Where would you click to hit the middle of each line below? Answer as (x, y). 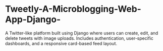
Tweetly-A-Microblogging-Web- (73, 9)
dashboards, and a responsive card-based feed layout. (61, 43)
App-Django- (33, 19)
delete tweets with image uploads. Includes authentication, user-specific (79, 38)
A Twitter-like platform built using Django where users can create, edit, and (82, 33)
